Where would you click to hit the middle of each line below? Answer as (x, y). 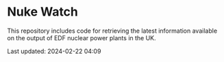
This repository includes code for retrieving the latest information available (112, 31)
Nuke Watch (43, 12)
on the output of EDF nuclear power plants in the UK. (82, 37)
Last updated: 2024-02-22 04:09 (54, 51)
